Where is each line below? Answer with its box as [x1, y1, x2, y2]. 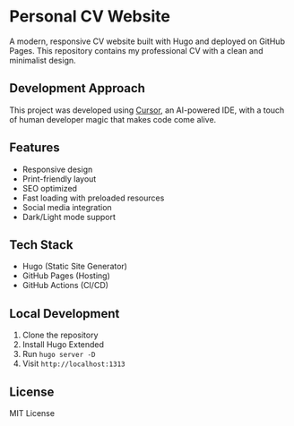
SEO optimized [22, 183, 78, 193]
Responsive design [22, 164, 93, 175]
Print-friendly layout [22, 173, 97, 184]
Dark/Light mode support [22, 211, 117, 222]
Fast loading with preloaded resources [22, 192, 165, 203]
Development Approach [9, 81, 146, 96]
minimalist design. [9, 55, 76, 65]
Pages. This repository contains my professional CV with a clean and [9, 45, 264, 55]
